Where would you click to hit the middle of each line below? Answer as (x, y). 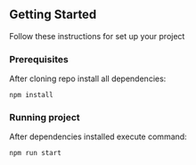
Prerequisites (39, 59)
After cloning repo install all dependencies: (88, 78)
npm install (31, 95)
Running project (45, 118)
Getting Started (53, 15)
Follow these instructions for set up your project (97, 36)
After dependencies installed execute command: (98, 136)
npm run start (36, 153)
